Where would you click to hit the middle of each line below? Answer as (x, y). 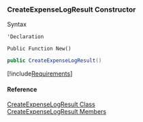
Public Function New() (39, 49)
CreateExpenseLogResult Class (51, 104)
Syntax (17, 25)
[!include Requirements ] (40, 74)
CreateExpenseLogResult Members (57, 112)
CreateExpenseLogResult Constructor (71, 10)
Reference (22, 89)
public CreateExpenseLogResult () (54, 61)
